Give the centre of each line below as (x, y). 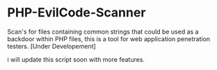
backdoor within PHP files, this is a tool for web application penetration (109, 38)
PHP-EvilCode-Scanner (77, 13)
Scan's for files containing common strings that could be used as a (103, 32)
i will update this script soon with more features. (76, 59)
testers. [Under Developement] (51, 46)
